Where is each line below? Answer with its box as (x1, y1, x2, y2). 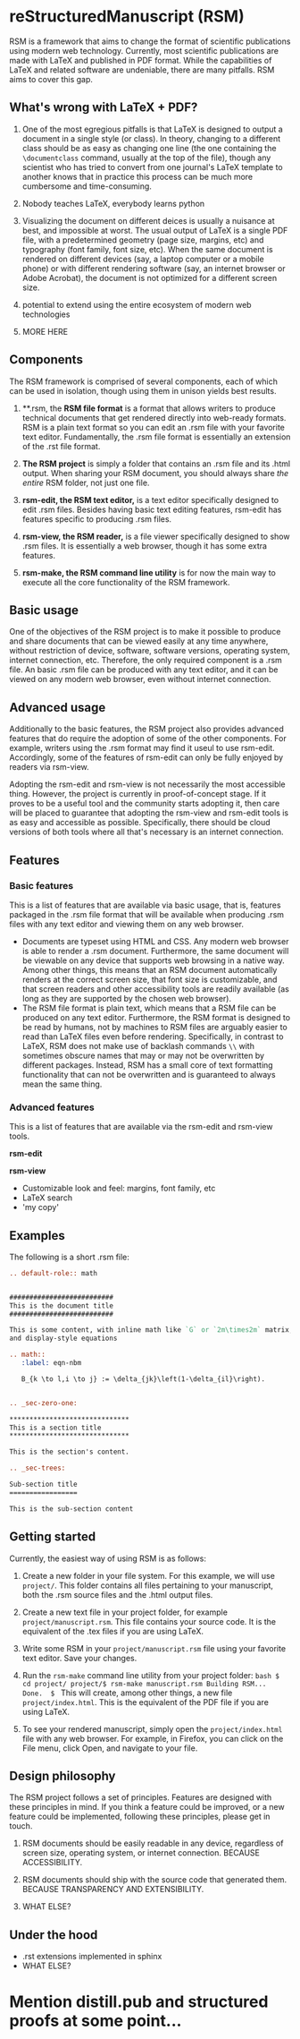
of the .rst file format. (21, 440, 101, 451)
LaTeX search (21, 1192, 73, 1203)
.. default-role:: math (9, 1268, 98, 1277)
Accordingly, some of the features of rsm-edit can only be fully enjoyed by (9, 752, 284, 763)
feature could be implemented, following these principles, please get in (9, 1811, 271, 1822)
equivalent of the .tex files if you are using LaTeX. (21, 1625, 204, 1636)
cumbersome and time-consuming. (21, 181, 152, 192)
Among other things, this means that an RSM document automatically (21, 964, 278, 975)
